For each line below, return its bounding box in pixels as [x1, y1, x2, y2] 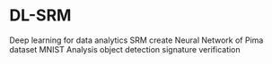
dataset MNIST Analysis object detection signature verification [9, 44, 241, 54]
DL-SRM [9, 5, 72, 26]
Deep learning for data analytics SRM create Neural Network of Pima [9, 35, 264, 45]
